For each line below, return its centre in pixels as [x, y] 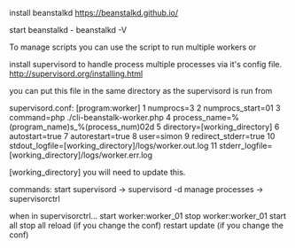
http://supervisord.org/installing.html [76, 74]
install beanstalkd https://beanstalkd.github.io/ [94, 13]
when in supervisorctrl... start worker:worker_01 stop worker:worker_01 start [147, 216]
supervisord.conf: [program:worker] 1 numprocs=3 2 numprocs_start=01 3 [145, 108]
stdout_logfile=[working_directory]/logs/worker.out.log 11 [113, 146]
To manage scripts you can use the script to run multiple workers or [133, 47]
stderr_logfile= [246, 146]
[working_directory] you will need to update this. [97, 172]
